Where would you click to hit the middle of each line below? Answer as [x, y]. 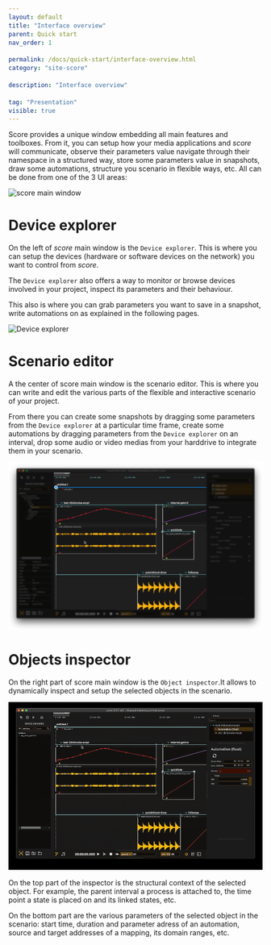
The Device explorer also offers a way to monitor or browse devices [122, 281]
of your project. [34, 401]
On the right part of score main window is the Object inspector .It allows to [132, 682]
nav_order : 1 [30, 43]
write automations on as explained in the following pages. [104, 314]
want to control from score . [54, 265]
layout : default [35, 17]
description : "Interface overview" [68, 85]
